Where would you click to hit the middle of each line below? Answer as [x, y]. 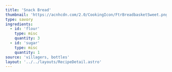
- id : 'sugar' [25, 43]
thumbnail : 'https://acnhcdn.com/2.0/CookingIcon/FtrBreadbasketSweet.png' [88, 15]
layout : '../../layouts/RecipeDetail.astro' [53, 62]
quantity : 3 [27, 39]
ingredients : [19, 24]
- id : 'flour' [25, 29]
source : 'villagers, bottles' [38, 57]
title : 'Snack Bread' [28, 10]
